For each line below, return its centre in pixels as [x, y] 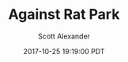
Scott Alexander [64, 36]
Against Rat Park [64, 15]
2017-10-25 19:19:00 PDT [64, 51]
